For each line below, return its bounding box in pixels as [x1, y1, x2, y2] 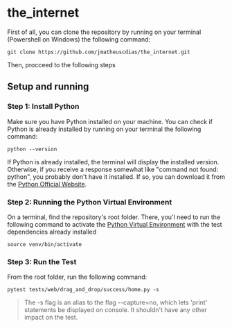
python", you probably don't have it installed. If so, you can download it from [7, 172, 225, 181]
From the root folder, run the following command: [7, 273, 148, 282]
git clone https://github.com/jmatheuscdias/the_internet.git [7, 49, 190, 55]
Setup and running [7, 81, 89, 93]
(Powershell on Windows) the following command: [7, 35, 151, 43]
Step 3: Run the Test [7, 257, 77, 266]
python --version [7, 146, 57, 153]
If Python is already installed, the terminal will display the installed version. [7, 157, 220, 166]
